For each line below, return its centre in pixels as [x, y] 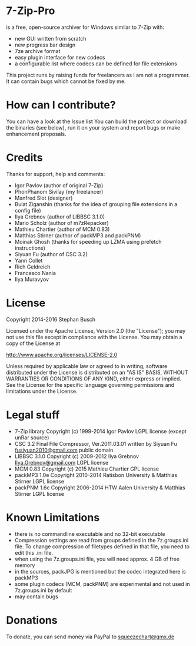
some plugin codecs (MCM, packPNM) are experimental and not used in [102, 584]
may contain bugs [36, 597]
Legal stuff [33, 415]
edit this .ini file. [34, 552]
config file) [28, 210]
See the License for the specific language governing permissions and [90, 385]
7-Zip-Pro [31, 11]
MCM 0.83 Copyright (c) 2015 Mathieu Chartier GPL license [87, 469]
